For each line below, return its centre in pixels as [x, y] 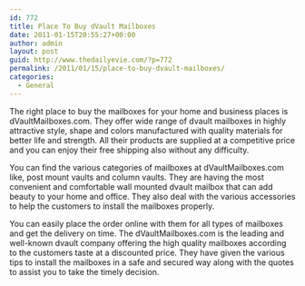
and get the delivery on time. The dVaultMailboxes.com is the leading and [147, 233]
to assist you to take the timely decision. [84, 271]
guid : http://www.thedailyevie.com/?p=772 [91, 60]
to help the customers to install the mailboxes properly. [112, 206]
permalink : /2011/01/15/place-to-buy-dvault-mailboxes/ [117, 69]
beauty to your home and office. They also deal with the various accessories [152, 196]
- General [36, 85]
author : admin [36, 43]
